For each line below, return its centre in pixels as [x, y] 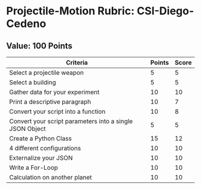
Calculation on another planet [51, 177]
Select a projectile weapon [46, 73]
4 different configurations [45, 148]
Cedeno [26, 24]
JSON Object [28, 129]
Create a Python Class [40, 138]
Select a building [33, 82]
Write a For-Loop [34, 167]
